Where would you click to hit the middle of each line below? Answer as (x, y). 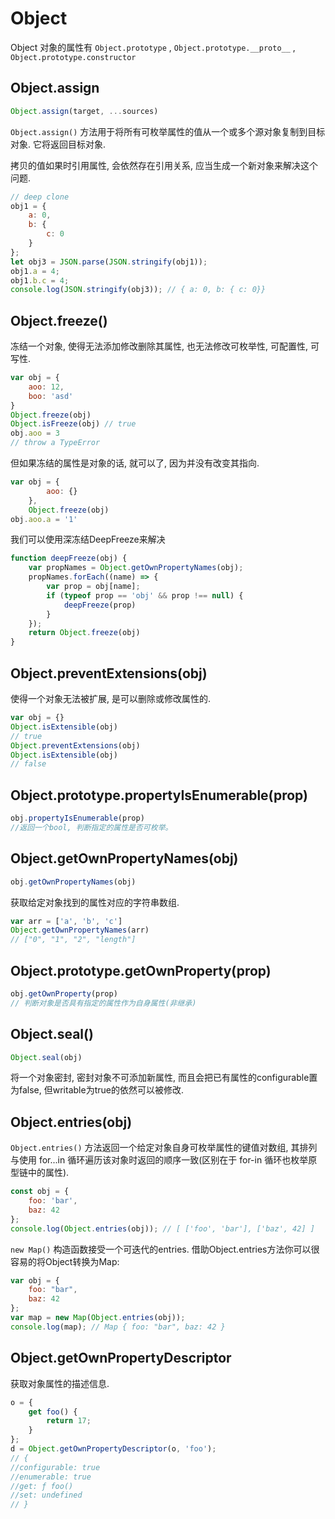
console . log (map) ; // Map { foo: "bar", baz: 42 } (118, 1327)
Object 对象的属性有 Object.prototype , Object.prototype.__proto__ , (153, 47)
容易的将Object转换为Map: (65, 1261)
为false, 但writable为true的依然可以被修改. (97, 1090)
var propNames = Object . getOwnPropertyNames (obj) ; (136, 568)
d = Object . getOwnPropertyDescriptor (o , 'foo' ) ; (113, 1449)
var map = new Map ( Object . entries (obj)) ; (98, 1318)
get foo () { (53, 1412)
